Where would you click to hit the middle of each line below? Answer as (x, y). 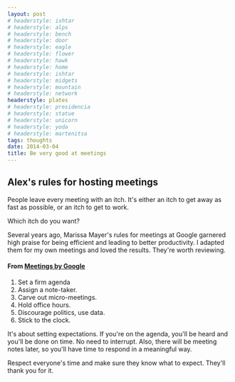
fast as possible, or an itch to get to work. (68, 207)
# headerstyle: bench (40, 34)
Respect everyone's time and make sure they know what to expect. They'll (116, 363)
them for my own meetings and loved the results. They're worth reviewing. (116, 250)
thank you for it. (31, 371)
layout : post (27, 14)
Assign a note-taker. (47, 290)
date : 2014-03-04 (33, 147)
